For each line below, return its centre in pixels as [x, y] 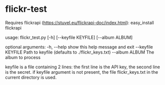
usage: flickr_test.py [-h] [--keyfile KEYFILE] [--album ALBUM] [69, 37]
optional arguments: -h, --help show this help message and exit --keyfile [79, 47]
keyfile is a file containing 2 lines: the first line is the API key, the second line [83, 67]
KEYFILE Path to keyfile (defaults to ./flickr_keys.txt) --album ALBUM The [80, 52]
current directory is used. [31, 77]
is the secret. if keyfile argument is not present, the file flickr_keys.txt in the [82, 72]
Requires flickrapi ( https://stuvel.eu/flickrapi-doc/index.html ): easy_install [80, 23]
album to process [23, 57]
